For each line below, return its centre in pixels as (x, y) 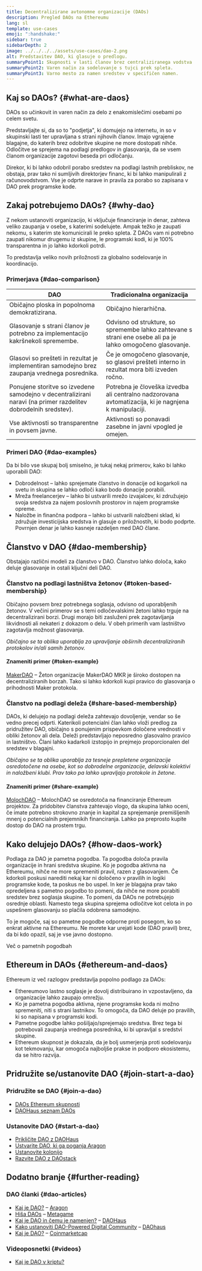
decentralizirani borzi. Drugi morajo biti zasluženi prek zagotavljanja (90, 617)
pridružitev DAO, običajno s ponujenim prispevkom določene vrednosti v (96, 729)
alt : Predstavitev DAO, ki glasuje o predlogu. (67, 57)
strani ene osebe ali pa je (141, 337)
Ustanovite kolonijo (39, 1152)
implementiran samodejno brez (53, 366)
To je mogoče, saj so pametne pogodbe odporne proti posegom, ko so (93, 922)
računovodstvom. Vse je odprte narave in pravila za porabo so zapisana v (97, 180)
